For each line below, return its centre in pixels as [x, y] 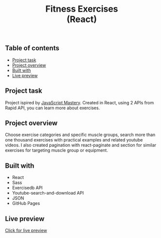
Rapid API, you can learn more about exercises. [53, 108]
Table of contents [32, 48]
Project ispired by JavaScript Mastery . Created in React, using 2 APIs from [80, 102]
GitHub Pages [26, 203]
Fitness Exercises [82, 9]
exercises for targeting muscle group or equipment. [57, 150]
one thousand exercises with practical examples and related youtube [74, 140]
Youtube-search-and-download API [48, 193]
